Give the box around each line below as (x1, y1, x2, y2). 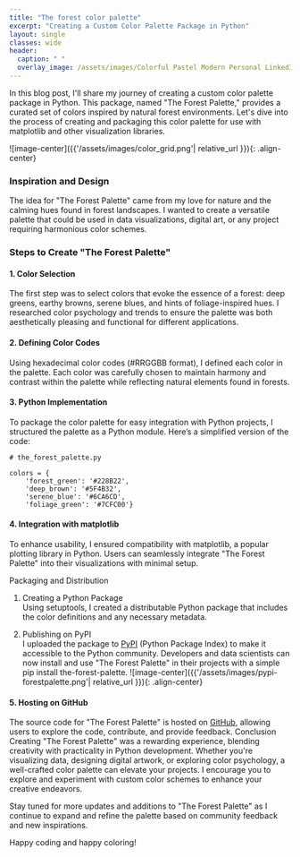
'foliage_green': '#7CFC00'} (25, 500, 134, 509)
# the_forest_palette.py (9, 453, 102, 462)
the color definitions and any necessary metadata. (21, 611, 207, 622)
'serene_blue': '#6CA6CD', (25, 492, 126, 501)
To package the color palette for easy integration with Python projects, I (9, 416, 274, 427)
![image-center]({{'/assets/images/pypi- (129, 666, 279, 677)
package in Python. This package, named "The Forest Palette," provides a (9, 97, 281, 107)
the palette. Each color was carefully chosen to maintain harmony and (9, 366, 267, 377)
